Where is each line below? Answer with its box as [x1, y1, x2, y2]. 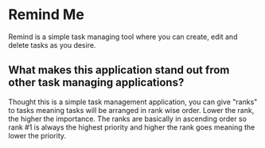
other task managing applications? [8, 76, 185, 89]
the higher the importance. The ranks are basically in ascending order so [8, 114, 247, 123]
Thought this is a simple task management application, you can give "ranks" [8, 97, 258, 107]
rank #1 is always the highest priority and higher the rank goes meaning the [8, 122, 255, 132]
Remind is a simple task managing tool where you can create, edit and [8, 32, 238, 41]
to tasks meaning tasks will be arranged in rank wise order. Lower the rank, [8, 105, 255, 115]
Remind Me [8, 6, 85, 24]
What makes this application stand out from [8, 64, 230, 77]
